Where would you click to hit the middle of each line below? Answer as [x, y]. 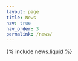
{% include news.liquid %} [39, 51]
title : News [21, 18]
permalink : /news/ [29, 34]
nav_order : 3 [23, 29]
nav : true [19, 23]
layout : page [23, 12]
